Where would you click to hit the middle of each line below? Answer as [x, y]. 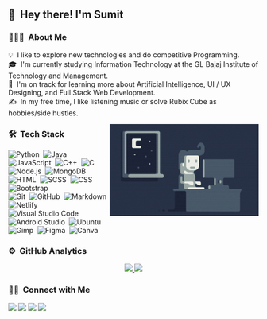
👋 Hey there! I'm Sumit [66, 15]
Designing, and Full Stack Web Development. [82, 92]
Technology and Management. [58, 76]
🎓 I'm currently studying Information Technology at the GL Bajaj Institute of [133, 64]
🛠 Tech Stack [37, 134]
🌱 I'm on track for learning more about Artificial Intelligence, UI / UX [120, 84]
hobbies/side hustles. [43, 113]
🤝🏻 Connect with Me [49, 290]
